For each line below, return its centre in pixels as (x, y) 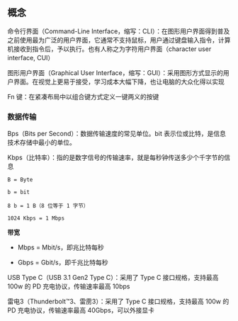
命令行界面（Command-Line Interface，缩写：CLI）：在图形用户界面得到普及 (119, 31)
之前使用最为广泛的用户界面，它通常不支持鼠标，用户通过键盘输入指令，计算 (119, 40)
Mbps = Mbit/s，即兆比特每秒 (61, 247)
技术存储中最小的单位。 (41, 142)
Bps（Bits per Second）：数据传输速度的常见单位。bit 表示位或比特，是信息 (117, 134)
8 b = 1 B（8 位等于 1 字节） (48, 206)
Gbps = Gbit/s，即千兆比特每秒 (63, 263)
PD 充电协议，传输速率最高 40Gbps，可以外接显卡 (81, 310)
